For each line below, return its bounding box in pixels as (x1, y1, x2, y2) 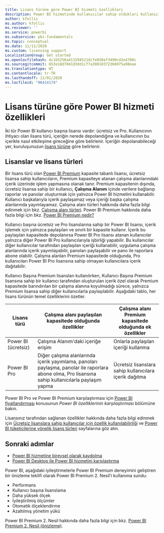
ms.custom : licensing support (5, 48, 67, 53)
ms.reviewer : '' (5, 25, 38, 30)
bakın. (5, 406, 18, 412)
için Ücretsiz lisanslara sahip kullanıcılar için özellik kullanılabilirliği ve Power (5, 420, 158, 426)
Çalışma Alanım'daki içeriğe (37, 338, 101, 345)
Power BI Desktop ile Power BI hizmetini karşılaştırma (12, 458, 120, 464)
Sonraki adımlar (5, 439, 54, 448)
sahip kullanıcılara (113, 367, 155, 374)
